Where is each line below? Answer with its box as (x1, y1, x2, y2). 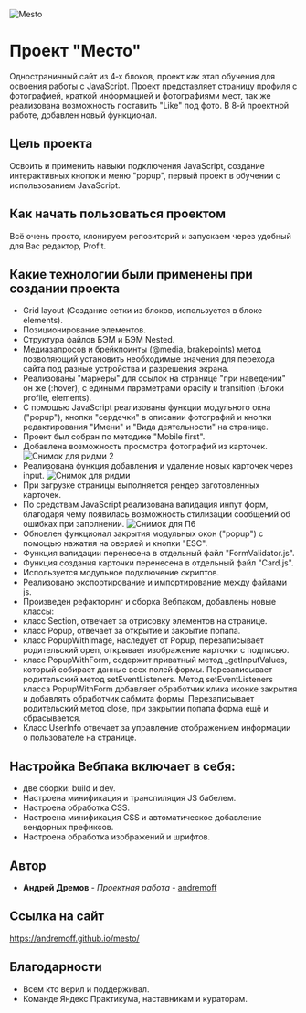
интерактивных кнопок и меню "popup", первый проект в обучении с (9, 170, 280, 181)
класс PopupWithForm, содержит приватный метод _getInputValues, (22, 654, 288, 666)
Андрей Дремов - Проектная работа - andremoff (22, 882, 217, 892)
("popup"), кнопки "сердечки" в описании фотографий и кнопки (22, 412, 272, 423)
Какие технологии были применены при (9, 266, 253, 282)
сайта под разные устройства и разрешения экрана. (22, 364, 230, 375)
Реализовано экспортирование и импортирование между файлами (22, 576, 288, 588)
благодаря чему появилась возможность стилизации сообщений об (22, 509, 290, 520)
